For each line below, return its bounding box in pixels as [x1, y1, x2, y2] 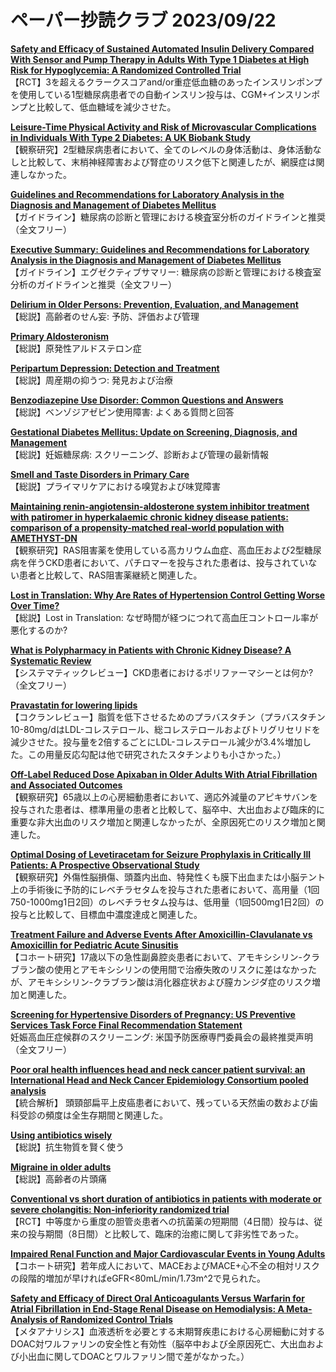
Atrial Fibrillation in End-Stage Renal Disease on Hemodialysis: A [10, 1302, 285, 1315]
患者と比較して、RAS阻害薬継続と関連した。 [18, 569, 203, 581]
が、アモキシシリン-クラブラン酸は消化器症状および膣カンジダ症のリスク [10, 976, 312, 988]
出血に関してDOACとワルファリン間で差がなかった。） [27, 1350, 250, 1362]
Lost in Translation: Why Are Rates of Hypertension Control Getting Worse [10, 589, 326, 601]
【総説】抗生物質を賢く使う [10, 1141, 125, 1153]
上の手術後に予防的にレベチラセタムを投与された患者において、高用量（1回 [10, 883, 320, 895]
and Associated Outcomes [10, 779, 123, 791]
